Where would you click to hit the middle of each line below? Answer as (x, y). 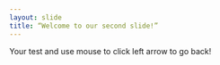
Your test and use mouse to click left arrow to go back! (110, 51)
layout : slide (36, 17)
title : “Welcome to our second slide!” (84, 26)
